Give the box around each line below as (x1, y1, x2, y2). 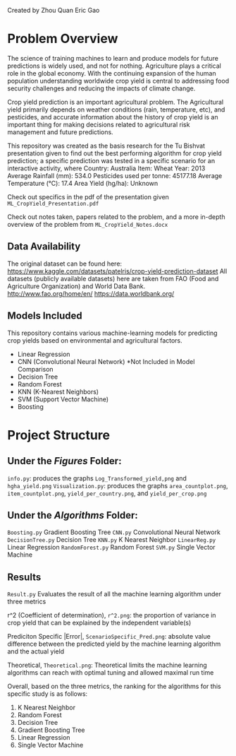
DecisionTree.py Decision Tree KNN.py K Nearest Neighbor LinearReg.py (7, 536, 216, 544)
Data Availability (7, 240, 81, 253)
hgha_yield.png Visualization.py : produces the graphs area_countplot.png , (7, 481, 228, 490)
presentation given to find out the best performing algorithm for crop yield (7, 148, 222, 158)
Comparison (17, 365, 54, 373)
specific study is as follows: (7, 690, 88, 698)
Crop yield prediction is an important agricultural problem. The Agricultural (7, 98, 224, 106)
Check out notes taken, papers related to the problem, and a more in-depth (7, 212, 225, 221)
